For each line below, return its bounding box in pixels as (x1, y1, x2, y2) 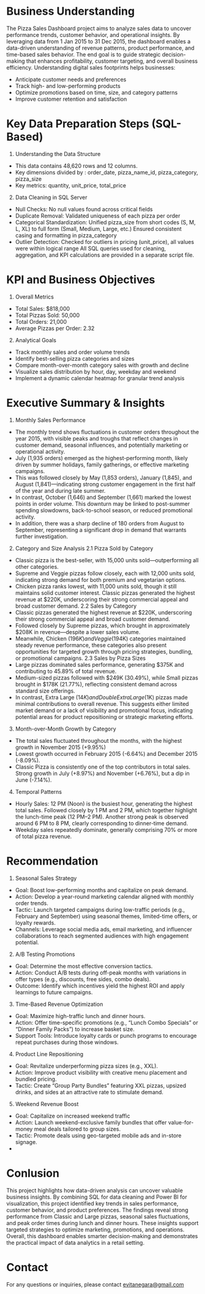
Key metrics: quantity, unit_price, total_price (15, 181, 127, 189)
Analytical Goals (15, 336, 57, 343)
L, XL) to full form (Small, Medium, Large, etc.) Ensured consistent (15, 225, 182, 232)
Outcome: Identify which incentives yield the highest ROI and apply (15, 982, 185, 989)
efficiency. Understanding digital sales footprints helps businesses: (6, 63, 176, 71)
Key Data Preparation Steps (6, 117, 149, 131)
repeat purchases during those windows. (15, 1038, 119, 1046)
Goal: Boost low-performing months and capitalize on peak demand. (15, 886, 188, 893)
